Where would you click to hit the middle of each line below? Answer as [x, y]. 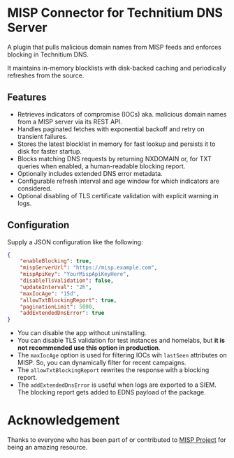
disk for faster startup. [50, 151]
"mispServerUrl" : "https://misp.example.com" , [89, 268]
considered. [35, 188]
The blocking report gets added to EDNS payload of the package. [111, 392]
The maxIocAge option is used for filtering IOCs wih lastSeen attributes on [122, 355]
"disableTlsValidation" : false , [67, 281]
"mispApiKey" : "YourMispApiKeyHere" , [75, 274]
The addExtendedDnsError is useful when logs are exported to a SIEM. [117, 385]
